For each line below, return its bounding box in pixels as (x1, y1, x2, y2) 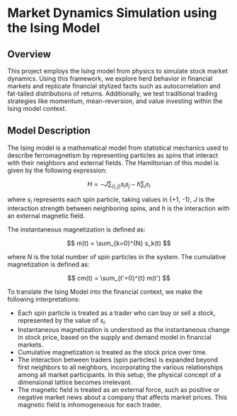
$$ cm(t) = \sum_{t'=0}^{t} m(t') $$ (67, 274, 171, 283)
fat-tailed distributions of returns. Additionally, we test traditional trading (7, 90, 218, 97)
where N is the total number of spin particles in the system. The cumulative (7, 253, 226, 261)
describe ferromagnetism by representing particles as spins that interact (7, 150, 219, 160)
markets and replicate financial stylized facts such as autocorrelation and (7, 82, 221, 90)
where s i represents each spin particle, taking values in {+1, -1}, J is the (7, 195, 215, 206)
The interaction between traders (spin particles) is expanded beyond (17, 355, 218, 364)
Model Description (7, 125, 91, 137)
